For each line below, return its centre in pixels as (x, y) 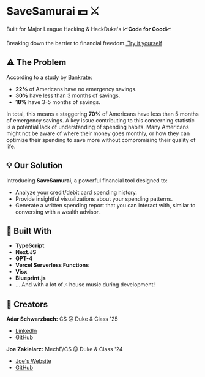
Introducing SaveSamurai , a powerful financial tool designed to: (87, 180)
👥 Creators (27, 304)
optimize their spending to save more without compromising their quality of (101, 140)
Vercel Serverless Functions (52, 265)
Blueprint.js (30, 278)
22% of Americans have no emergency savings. (76, 89)
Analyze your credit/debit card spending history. (76, 192)
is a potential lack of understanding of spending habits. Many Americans (98, 127)
